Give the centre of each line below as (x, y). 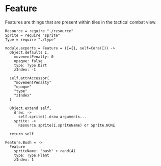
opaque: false (28, 61)
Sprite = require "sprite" (33, 35)
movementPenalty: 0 (34, 57)
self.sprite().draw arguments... (52, 117)
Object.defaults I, (29, 52)
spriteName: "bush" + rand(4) (45, 151)
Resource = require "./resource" (39, 31)
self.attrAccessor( (29, 78)
